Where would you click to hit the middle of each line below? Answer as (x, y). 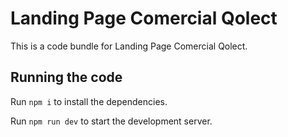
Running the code (66, 77)
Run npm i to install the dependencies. (89, 101)
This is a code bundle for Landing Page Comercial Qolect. (129, 46)
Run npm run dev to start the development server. (111, 121)
